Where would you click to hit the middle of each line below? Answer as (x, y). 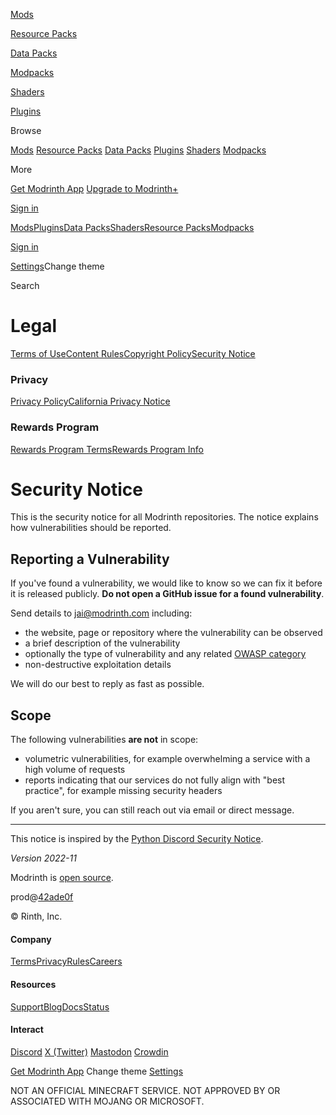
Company (31, 939)
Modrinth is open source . (62, 878)
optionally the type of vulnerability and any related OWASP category (165, 654)
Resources (33, 984)
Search (25, 285)
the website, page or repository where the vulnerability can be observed (173, 633)
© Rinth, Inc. (36, 916)
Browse (26, 130)
